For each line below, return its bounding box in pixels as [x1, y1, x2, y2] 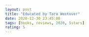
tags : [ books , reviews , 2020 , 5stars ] [5, 20, 85, 25]
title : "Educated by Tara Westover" [5, 12, 80, 16]
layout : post [5, 7, 32, 12]
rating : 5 [5, 25, 26, 30]
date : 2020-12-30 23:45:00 [5, 16, 60, 21]
